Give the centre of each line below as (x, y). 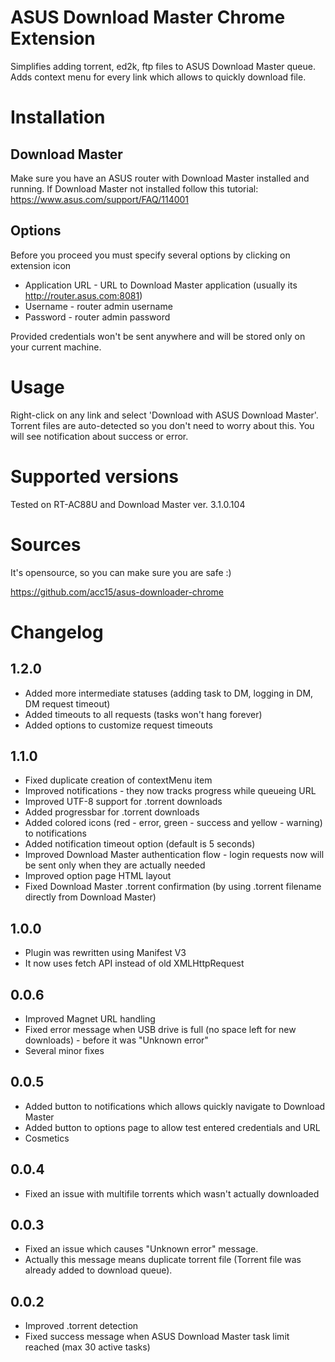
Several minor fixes (64, 1050)
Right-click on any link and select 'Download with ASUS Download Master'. (164, 415)
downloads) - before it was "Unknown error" (116, 1040)
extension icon (41, 265)
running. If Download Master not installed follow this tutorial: (134, 188)
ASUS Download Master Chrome (148, 17)
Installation (58, 117)
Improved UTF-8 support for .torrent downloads (123, 802)
